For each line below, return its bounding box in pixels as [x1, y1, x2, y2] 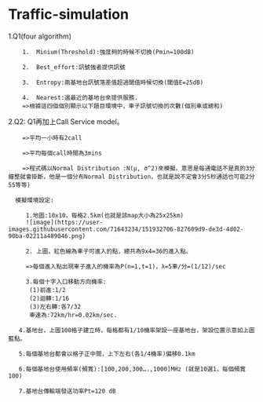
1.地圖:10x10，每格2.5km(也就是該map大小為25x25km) [25, 211, 184, 219]
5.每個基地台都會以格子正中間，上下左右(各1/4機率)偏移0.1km [18, 349, 195, 358]
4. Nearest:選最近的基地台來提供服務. [22, 93, 139, 101]
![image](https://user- [25, 218, 104, 226]
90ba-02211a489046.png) [8, 232, 86, 240]
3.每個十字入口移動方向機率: [25, 277, 107, 286]
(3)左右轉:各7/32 [28, 302, 81, 311]
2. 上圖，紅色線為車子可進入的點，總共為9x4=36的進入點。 [25, 247, 192, 255]
